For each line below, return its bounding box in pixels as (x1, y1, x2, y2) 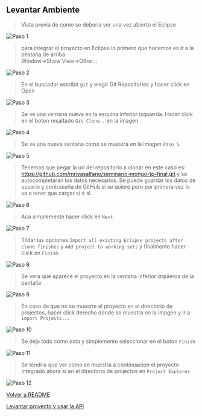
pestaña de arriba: (21, 51, 67, 58)
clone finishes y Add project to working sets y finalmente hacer (21, 242, 186, 250)
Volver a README (6, 391, 50, 398)
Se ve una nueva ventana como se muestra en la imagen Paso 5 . (21, 140, 181, 148)
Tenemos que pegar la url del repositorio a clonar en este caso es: (21, 163, 186, 171)
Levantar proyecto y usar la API (6, 402, 84, 410)
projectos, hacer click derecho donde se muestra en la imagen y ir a (21, 308, 191, 316)
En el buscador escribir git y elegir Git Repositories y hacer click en (21, 80, 190, 88)
